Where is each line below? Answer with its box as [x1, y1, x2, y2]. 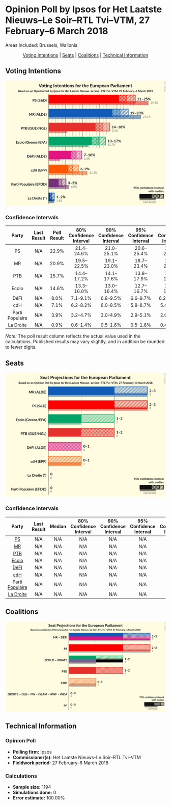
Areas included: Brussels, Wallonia [5, 42, 78, 48]
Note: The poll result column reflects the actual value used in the [5, 333, 141, 340]
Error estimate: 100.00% [12, 794, 65, 801]
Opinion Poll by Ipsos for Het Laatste [5, 4, 162, 15]
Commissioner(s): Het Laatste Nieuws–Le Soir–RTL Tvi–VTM [12, 754, 141, 760]
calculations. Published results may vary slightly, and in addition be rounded [5, 339, 165, 345]
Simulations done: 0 [12, 789, 56, 795]
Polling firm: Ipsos [12, 748, 52, 755]
